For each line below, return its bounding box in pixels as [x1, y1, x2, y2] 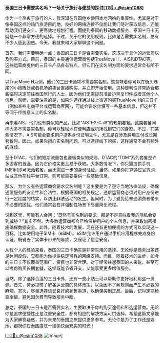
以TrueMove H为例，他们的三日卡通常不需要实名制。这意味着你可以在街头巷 [5, 79, 158, 85]
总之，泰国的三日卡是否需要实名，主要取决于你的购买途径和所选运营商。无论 [5, 304, 159, 310]
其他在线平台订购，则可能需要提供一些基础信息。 [13, 173, 112, 179]
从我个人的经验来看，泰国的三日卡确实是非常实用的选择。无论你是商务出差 [5, 247, 155, 252]
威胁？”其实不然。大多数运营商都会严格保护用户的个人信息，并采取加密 [9, 218, 153, 224]
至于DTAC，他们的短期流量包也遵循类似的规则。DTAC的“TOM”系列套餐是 [5, 155, 153, 160]
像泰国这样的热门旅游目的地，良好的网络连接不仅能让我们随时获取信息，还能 [5, 22, 159, 27]
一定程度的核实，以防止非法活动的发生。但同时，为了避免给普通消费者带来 [9, 196, 159, 201]
